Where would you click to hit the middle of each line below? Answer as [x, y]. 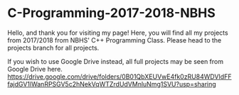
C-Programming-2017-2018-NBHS [111, 13]
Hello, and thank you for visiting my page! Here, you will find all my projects [118, 33]
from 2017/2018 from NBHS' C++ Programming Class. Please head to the [115, 40]
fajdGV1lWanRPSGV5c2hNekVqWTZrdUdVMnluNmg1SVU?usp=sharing [112, 84]
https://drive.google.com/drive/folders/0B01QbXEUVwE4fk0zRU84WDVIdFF [119, 77]
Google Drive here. [35, 69]
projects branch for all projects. [53, 47]
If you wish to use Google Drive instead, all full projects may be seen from [116, 61]
